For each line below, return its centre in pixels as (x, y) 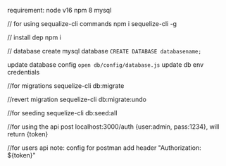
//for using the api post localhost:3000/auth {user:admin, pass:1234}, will (113, 127)
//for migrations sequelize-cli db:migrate (66, 86)
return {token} (28, 134)
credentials (24, 72)
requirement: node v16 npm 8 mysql (59, 10)
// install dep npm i (34, 37)
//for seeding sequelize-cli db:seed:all (62, 113)
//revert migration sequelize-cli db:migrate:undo (77, 99)
